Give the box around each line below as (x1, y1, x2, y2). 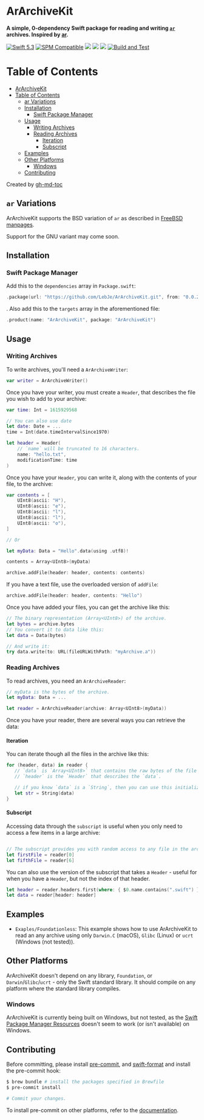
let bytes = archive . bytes (6, 621, 75, 627)
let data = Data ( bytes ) (6, 632, 67, 638)
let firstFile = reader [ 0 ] (6, 852, 75, 858)
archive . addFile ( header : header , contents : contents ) (6, 570, 146, 576)
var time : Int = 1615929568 (6, 406, 78, 413)
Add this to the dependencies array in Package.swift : (6, 282, 136, 290)
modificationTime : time (17, 457, 78, 463)
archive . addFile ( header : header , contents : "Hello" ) (6, 593, 143, 599)
